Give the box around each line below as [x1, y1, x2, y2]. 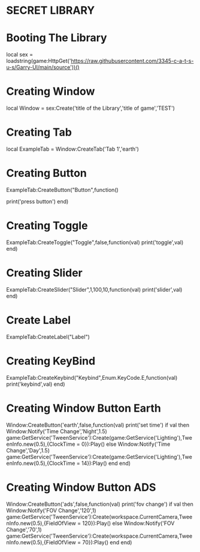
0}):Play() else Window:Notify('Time [81, 440, 171, 448]
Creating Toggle [6, 219, 88, 233]
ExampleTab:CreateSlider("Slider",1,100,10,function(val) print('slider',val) [6, 286, 183, 293]
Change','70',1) [6, 526, 42, 533]
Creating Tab [6, 125, 72, 139]
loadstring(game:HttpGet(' [6, 58, 71, 65]
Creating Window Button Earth [6, 401, 162, 415]
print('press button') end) [6, 197, 69, 205]
